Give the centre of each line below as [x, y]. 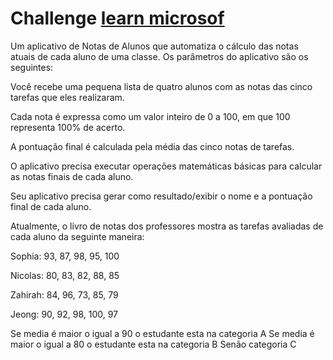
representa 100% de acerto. [68, 127]
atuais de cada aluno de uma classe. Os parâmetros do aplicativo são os [159, 56]
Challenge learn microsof [117, 18]
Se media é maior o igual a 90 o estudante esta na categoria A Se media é [162, 333]
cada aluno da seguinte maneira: [77, 236]
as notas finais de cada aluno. [72, 176]
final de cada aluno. [51, 206]
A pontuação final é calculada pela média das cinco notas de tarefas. [152, 146]
